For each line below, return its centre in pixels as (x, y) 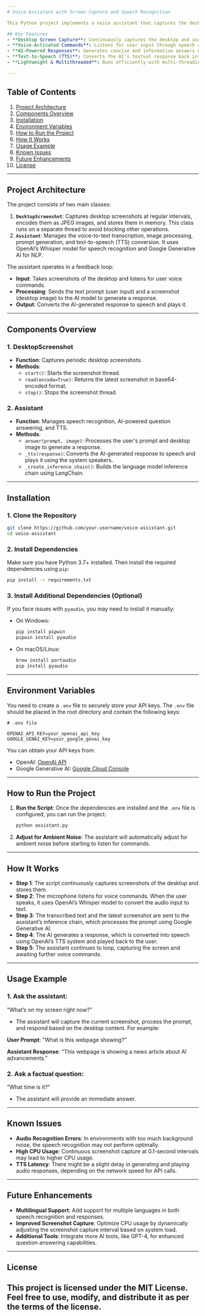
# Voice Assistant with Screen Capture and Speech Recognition (89, 12)
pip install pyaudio (42, 666)
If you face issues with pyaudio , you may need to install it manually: (91, 609)
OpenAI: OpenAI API (41, 762)
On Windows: (33, 621)
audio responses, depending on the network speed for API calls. (96, 1171)
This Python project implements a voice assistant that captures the (97, 23)
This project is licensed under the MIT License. (97, 1288)
